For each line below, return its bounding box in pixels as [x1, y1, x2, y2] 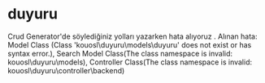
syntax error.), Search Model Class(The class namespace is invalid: [7, 48, 233, 58]
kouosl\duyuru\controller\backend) [7, 65, 125, 75]
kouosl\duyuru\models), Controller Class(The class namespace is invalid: [7, 57, 253, 67]
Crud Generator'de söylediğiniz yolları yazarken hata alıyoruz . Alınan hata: [7, 31, 258, 41]
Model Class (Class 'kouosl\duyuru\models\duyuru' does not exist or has [7, 39, 252, 49]
